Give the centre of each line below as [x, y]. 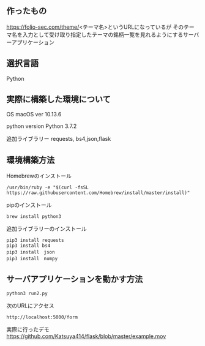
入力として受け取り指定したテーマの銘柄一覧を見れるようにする [103, 34]
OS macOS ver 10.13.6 [34, 115]
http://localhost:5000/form [42, 317]
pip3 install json [31, 252]
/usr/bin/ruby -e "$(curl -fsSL [47, 188]
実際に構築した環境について [59, 100]
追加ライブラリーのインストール [47, 229]
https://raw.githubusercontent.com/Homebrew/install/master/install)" [98, 193]
